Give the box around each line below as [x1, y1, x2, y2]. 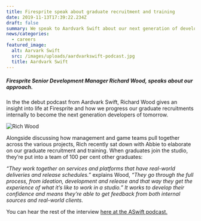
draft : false [6, 20, 39, 26]
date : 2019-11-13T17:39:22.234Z [6, 14, 87, 20]
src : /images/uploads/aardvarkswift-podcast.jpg [11, 53, 135, 59]
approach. [6, 84, 33, 91]
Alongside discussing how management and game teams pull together [6, 134, 180, 142]
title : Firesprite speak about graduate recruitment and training [6, 8, 175, 15]
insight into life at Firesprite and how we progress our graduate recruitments [6, 105, 194, 112]
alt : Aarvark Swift [11, 48, 60, 54]
